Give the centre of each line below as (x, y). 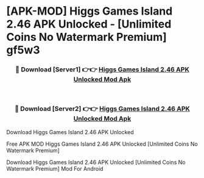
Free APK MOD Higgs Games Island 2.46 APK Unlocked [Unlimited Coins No (102, 144)
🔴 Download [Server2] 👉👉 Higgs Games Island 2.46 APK (102, 109)
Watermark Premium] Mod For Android (55, 168)
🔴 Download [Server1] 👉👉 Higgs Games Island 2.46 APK (102, 69)
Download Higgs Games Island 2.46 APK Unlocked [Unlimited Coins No (96, 162)
